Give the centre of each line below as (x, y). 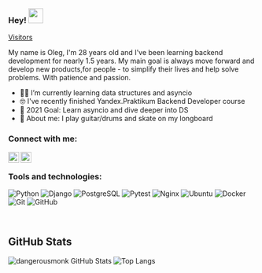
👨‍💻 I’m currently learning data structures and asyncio (106, 93)
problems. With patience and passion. (70, 78)
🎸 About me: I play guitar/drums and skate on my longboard (116, 119)
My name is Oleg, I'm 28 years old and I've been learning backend (116, 53)
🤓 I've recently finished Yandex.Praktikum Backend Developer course (132, 101)
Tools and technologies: (55, 176)
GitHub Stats (40, 242)
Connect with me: (43, 139)
